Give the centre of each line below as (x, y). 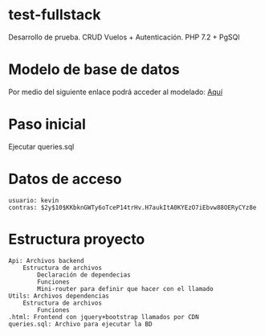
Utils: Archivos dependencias (59, 296)
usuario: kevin (34, 200)
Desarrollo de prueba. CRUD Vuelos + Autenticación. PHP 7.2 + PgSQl (124, 37)
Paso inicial (47, 124)
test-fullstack (55, 15)
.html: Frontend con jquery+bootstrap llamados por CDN (104, 317)
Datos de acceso (65, 179)
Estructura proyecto (77, 239)
